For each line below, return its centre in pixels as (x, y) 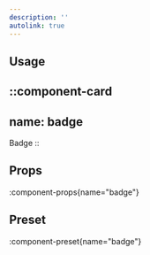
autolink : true (37, 26)
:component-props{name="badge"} (74, 192)
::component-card (61, 92)
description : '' (39, 17)
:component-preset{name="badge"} (75, 241)
